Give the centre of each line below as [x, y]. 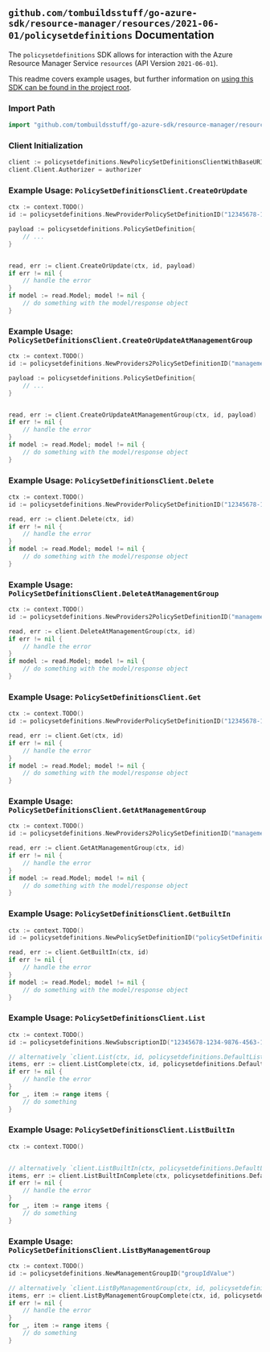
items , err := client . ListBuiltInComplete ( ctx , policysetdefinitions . [129, 1176]
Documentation [175, 35]
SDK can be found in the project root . [70, 87]
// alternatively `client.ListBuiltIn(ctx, [82, 1168]
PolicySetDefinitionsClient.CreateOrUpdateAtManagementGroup [131, 340]
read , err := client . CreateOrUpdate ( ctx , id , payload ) [102, 266]
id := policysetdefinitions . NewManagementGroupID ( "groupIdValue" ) [122, 1273]
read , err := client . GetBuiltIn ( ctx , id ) [79, 952]
